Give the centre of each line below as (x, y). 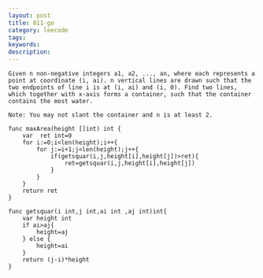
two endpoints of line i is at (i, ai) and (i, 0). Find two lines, (123, 87)
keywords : (24, 45)
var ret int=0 (47, 135)
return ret (40, 191)
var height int (47, 218)
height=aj (52, 232)
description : (30, 52)
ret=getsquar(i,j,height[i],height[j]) (130, 163)
